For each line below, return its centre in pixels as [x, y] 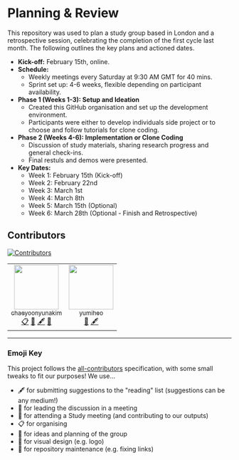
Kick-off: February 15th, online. [64, 61]
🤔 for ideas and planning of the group [73, 434]
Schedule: [33, 69]
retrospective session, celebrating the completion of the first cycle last [111, 40]
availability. [45, 92]
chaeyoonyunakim [37, 313]
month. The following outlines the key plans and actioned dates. [101, 48]
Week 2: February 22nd [63, 182]
